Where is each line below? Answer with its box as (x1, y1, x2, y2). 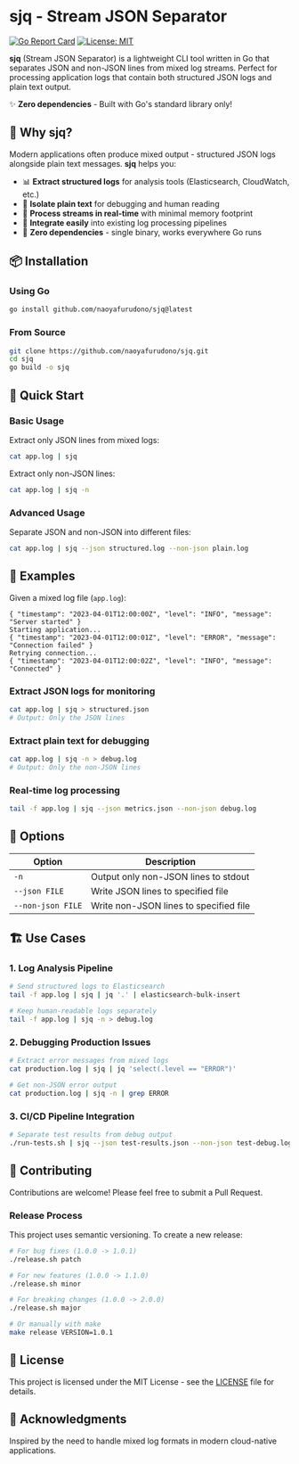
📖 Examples (9, 569, 76, 584)
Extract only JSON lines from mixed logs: (9, 434, 160, 445)
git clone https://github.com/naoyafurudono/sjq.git (9, 346, 209, 356)
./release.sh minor (9, 1279, 82, 1288)
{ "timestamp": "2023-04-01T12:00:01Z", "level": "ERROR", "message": (9, 633, 277, 642)
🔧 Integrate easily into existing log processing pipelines (21, 217, 227, 228)
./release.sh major (9, 1304, 82, 1312)
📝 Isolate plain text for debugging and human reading (21, 198, 220, 209)
